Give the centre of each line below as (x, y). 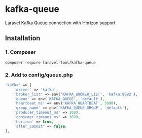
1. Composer (20, 52)
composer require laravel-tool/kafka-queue (51, 63)
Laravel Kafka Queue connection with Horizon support (60, 23)
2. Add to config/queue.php (39, 75)
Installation (23, 38)
